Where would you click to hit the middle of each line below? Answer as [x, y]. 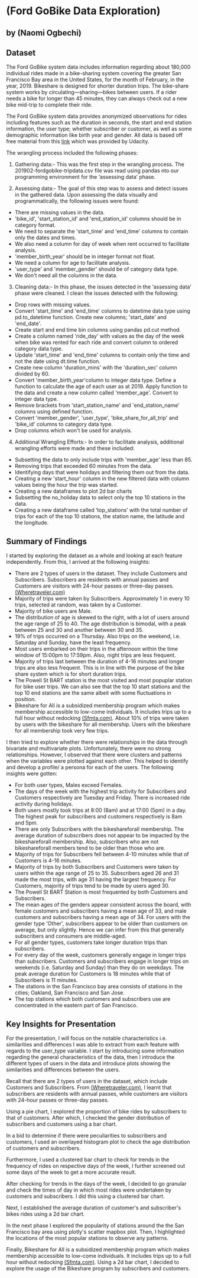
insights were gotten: [32, 773]
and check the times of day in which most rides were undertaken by [89, 1190]
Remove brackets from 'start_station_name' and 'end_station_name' [97, 405]
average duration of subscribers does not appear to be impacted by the [102, 836]
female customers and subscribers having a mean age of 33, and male [101, 911]
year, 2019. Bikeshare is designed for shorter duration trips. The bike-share [98, 86]
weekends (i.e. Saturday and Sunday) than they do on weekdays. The [99, 968]
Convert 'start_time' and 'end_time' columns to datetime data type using [102, 311]
